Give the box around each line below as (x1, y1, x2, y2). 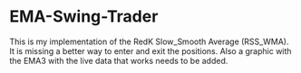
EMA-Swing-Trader (9, 6, 159, 27)
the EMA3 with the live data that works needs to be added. (9, 55, 228, 66)
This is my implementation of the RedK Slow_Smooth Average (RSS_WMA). (9, 36, 289, 47)
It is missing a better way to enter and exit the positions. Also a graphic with (9, 45, 292, 56)
